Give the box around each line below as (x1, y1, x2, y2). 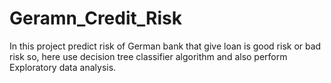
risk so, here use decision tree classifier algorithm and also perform (9, 50, 288, 62)
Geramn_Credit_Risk (9, 7, 182, 30)
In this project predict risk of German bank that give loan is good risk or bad (9, 40, 322, 52)
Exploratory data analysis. (9, 61, 117, 73)
